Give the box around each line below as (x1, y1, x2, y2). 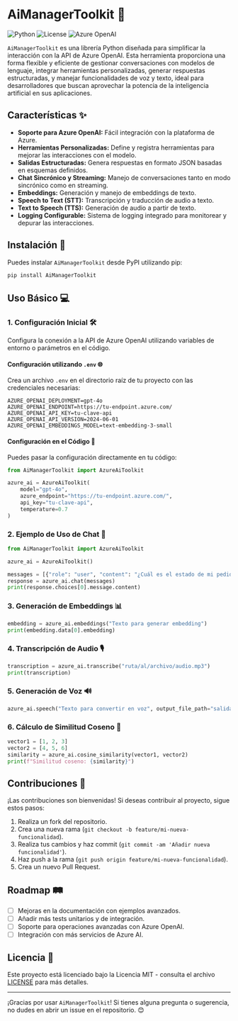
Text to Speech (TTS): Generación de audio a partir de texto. (17, 203, 196, 212)
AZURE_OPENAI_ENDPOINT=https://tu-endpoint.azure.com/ (7, 403, 173, 411)
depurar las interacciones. (17, 218, 94, 227)
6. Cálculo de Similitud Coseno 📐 (7, 722, 122, 732)
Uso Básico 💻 (7, 292, 70, 304)
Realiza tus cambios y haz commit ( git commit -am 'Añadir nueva (17, 840, 210, 849)
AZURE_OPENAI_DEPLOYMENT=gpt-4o (7, 397, 103, 405)
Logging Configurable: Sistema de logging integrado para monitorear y (17, 211, 227, 219)
